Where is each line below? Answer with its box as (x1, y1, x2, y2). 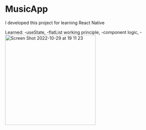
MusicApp (5, 3, 48, 15)
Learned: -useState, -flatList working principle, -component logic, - (5, 29, 142, 35)
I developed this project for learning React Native (5, 20, 105, 26)
